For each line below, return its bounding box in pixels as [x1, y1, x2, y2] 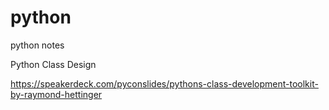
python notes [10, 39, 65, 51]
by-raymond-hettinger [10, 88, 103, 100]
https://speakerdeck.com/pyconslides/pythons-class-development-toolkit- [10, 77, 319, 90]
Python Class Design [10, 58, 97, 70]
